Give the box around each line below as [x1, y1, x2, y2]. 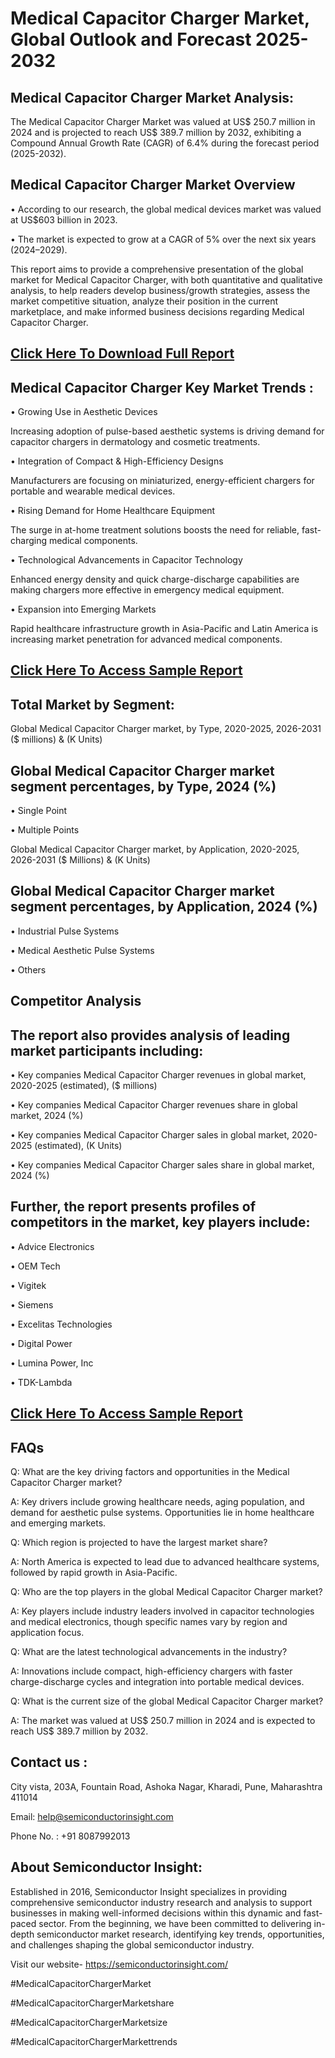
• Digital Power [10, 1337, 73, 1349]
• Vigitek [10, 1279, 47, 1291]
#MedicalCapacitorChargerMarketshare [10, 1997, 175, 2009]
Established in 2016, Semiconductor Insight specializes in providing [10, 1885, 287, 1897]
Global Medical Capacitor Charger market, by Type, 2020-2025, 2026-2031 [10, 723, 322, 735]
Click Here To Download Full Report [10, 345, 235, 362]
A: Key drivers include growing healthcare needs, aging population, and [10, 1496, 305, 1508]
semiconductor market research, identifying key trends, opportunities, [36, 1928, 325, 1940]
